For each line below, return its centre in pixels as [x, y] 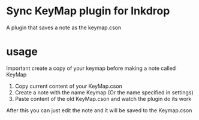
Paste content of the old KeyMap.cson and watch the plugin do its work [103, 99]
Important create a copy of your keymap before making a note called [91, 68]
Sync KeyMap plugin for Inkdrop [88, 11]
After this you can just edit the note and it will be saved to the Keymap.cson [99, 110]
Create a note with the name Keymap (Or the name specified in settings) [104, 92]
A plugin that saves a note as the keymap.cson [64, 27]
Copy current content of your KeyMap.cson [69, 86]
